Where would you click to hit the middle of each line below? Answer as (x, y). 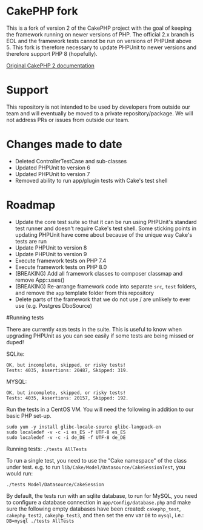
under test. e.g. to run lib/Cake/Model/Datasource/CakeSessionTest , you (96, 467)
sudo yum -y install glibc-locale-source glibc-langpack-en (84, 427)
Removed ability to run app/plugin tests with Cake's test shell (91, 180)
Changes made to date (64, 144)
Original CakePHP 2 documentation (51, 66)
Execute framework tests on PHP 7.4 (61, 260)
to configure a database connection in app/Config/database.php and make (98, 502)
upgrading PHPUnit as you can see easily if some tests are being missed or (100, 336)
